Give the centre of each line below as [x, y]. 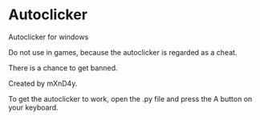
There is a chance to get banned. [63, 68]
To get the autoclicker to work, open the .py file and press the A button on [130, 98]
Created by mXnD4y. [43, 83]
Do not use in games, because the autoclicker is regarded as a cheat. [123, 52]
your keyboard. [33, 107]
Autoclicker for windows [49, 37]
